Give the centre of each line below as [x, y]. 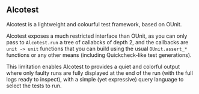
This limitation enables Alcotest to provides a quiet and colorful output [93, 66]
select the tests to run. [34, 86]
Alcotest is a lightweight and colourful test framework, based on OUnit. [94, 24]
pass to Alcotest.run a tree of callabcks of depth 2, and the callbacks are [97, 42]
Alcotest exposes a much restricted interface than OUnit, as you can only [97, 36]
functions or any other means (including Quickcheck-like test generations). [99, 55]
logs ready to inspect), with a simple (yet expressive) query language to [95, 79]
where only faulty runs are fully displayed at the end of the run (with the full [100, 73]
